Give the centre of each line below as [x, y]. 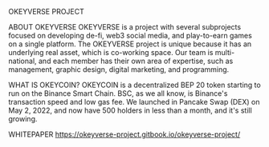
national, [23, 61]
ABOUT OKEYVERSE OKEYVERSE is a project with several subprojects [125, 27]
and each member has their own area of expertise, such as [136, 61]
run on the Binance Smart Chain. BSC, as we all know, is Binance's [118, 93]
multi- [225, 52]
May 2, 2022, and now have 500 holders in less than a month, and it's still [130, 110]
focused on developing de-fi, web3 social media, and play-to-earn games [130, 36]
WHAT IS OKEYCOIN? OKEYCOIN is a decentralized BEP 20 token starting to [134, 85]
